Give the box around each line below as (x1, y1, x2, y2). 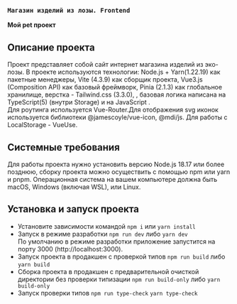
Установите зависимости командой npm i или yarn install (17, 222, 197, 230)
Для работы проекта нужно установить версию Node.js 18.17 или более (7, 160, 225, 168)
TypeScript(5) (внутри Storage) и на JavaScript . (7, 98, 150, 107)
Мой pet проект (7, 21, 56, 29)
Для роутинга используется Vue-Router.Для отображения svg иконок (7, 106, 219, 114)
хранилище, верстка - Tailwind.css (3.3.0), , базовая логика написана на (7, 90, 226, 99)
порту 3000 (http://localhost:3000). (17, 244, 123, 253)
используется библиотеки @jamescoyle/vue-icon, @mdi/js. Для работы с (7, 113, 228, 121)
